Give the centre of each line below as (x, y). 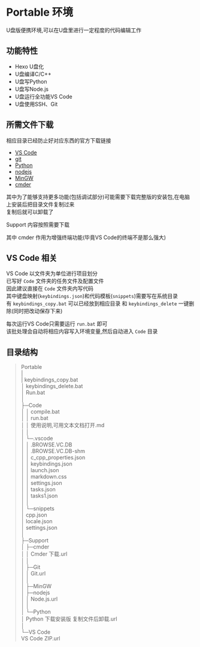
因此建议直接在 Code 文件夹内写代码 (50, 288)
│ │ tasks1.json (39, 496)
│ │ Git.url (33, 574)
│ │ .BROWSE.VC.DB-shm (53, 451)
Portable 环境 (40, 12)
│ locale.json (37, 521)
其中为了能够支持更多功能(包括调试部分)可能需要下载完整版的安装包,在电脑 (98, 196)
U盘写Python (31, 81)
